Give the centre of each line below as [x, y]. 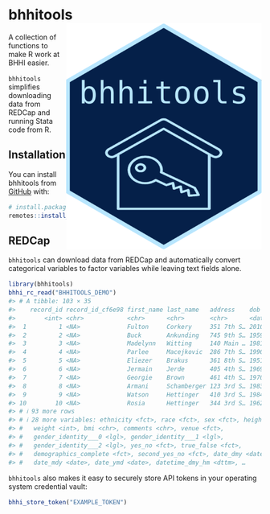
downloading [30, 95]
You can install [33, 174]
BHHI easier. [29, 63]
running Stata [31, 121]
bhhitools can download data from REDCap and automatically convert [125, 260]
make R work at [34, 54]
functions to [28, 45]
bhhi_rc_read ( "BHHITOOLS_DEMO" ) [62, 293]
